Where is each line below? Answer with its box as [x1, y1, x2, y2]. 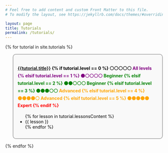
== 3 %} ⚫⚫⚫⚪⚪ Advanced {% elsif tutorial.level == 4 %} [17, 87, 145, 93]
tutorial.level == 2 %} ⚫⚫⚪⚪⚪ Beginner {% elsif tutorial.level [17, 80, 152, 86]
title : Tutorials [5, 25, 41, 30]
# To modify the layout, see [5, 12, 66, 17]
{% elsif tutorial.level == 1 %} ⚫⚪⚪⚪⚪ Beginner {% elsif [17, 72, 141, 78]
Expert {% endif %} [17, 102, 59, 108]
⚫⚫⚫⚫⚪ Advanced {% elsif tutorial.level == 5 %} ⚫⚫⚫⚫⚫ [17, 95, 149, 101]
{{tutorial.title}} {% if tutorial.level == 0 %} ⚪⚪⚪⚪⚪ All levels [17, 65, 152, 71]
